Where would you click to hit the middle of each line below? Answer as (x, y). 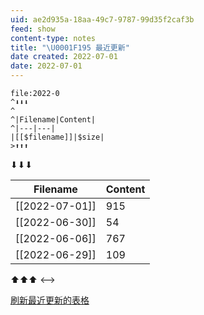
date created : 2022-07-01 (64, 57)
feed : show (33, 29)
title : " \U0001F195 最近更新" (70, 47)
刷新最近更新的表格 (50, 300)
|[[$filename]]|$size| (57, 137)
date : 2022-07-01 (46, 66)
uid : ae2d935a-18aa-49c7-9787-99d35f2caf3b (102, 19)
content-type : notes (53, 38)
